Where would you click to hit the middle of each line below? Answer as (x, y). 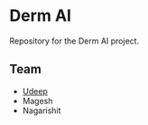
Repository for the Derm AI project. (74, 41)
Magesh (37, 101)
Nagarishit (42, 111)
